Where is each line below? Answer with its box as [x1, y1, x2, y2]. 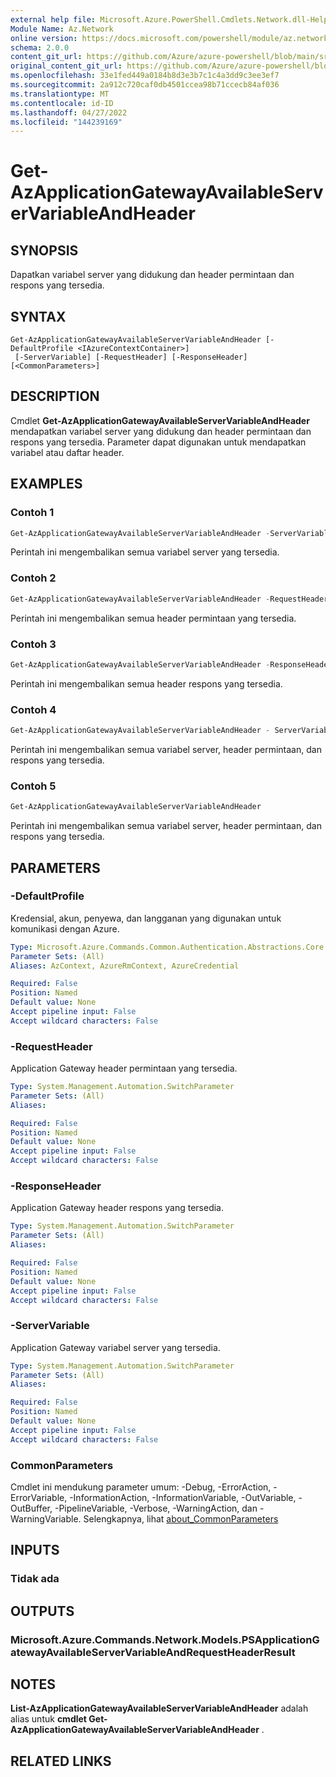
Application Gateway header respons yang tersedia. [10, 1202, 225, 1214]
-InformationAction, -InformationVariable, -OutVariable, [69, 1492, 297, 1503]
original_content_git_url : [10, 61, 123, 71]
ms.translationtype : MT [10, 89, 110, 99]
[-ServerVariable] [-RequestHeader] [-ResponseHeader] [14, 352, 248, 363]
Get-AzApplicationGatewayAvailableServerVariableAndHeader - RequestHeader [10, 594, 329, 604]
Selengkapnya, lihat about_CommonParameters [83, 1513, 279, 1525]
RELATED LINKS [10, 1752, 112, 1770]
